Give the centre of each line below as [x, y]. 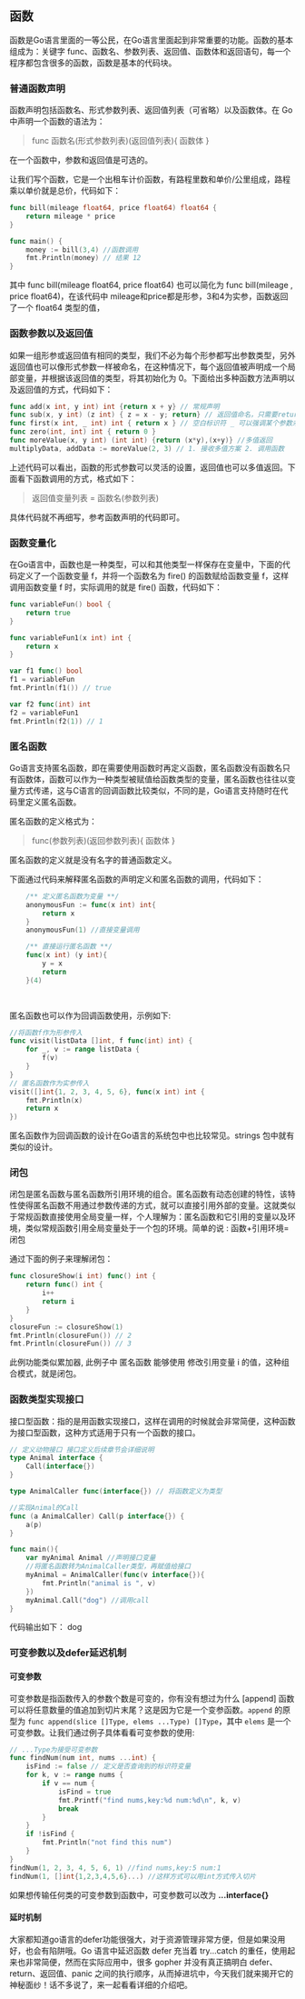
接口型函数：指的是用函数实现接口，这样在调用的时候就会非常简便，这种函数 [152, 1421]
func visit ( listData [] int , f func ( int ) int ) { [101, 1041]
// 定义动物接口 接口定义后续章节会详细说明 [82, 1449]
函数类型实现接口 [47, 1400]
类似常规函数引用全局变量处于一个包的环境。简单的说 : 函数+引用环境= [157, 1228]
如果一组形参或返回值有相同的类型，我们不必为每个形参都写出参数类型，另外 [152, 355]
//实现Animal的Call [44, 1507]
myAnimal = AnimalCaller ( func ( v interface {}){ [115, 1575]
